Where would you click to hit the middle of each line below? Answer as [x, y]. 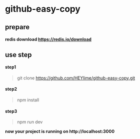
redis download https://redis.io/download [48, 40]
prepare [17, 27]
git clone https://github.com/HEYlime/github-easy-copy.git [76, 78]
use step [19, 55]
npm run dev [30, 122]
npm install [28, 100]
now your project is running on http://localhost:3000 [60, 131]
